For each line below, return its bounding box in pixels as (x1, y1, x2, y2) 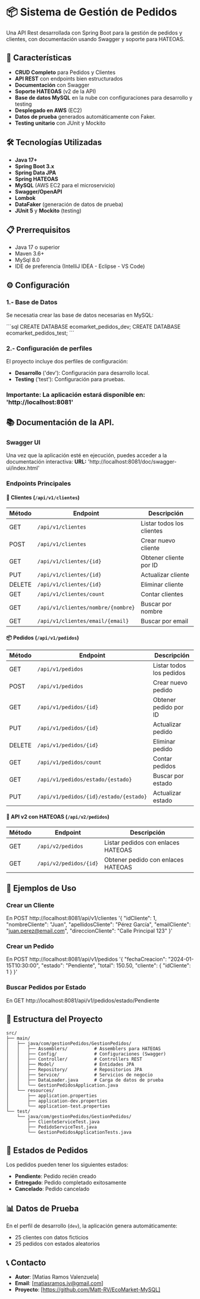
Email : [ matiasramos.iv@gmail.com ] (14, 1280, 104, 1287)
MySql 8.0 (14, 257, 40, 264)
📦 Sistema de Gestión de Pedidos (6, 5, 177, 19)
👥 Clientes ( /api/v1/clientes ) (6, 494, 80, 501)
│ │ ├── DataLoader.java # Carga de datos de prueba (6, 1077, 164, 1083)
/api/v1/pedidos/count (37, 759, 102, 766)
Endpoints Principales (6, 479, 71, 487)
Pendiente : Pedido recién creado (14, 1173, 96, 1180)
